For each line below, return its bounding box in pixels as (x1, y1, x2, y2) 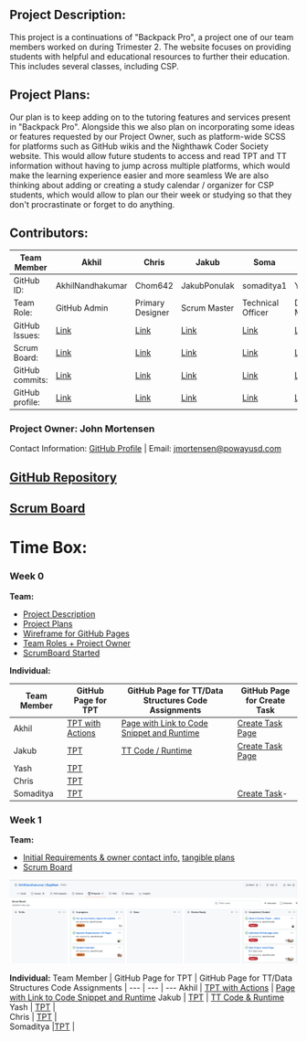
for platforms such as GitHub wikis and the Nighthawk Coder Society (9, 141, 270, 152)
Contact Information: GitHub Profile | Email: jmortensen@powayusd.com (9, 443, 281, 454)
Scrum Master (181, 302, 235, 313)
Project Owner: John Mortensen (9, 422, 155, 435)
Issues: (13, 329, 41, 341)
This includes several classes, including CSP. (9, 60, 180, 71)
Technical (241, 297, 280, 309)
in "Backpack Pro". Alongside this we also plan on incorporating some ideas (9, 121, 295, 132)
